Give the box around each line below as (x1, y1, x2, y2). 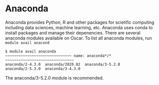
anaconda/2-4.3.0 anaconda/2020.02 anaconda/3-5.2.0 (5, 62, 120, 67)
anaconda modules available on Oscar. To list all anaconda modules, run (5, 35, 152, 41)
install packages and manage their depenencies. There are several (5, 30, 141, 36)
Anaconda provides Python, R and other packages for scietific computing (5, 19, 155, 25)
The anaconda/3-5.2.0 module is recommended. (5, 75, 104, 81)
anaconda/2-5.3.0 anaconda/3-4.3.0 (5, 66, 80, 71)
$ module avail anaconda (5, 49, 56, 54)
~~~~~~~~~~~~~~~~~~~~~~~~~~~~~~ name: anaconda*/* (5, 53, 112, 58)
